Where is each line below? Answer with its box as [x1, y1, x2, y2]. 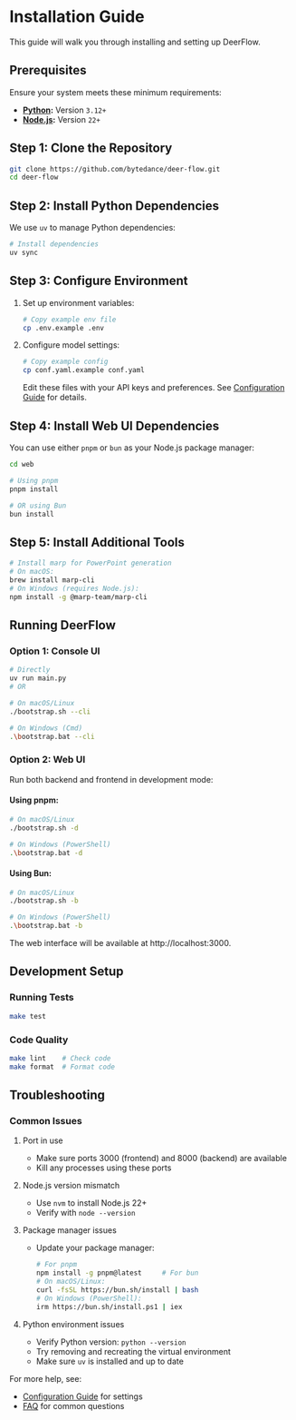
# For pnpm [35, 1260, 78, 1269]
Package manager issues [22, 1225, 118, 1236]
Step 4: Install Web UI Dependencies [9, 418, 220, 433]
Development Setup [9, 964, 124, 980]
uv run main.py [9, 674, 67, 683]
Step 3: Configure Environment [9, 273, 188, 289]
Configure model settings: [22, 340, 120, 350]
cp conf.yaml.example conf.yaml [22, 366, 145, 375]
